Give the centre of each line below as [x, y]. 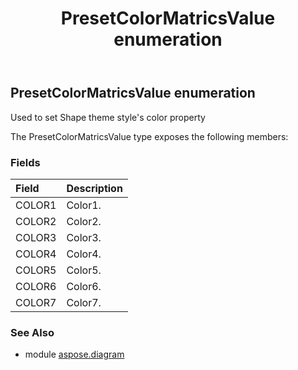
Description [94, 188]
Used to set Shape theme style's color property [108, 117]
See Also [32, 332]
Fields [25, 162]
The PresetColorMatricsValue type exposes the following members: [149, 136]
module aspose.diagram [74, 354]
